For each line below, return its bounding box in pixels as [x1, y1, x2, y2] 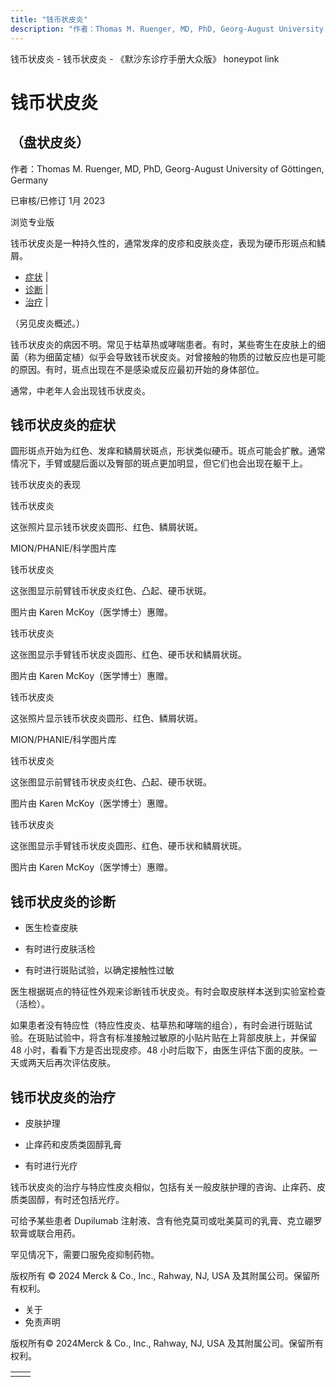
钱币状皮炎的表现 [10, 479, 81, 491]
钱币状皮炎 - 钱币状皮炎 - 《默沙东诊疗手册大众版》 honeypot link [10, 52, 280, 65]
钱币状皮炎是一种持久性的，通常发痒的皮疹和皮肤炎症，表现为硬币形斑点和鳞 [10, 237, 326, 249]
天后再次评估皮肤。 [36, 1057, 116, 1069]
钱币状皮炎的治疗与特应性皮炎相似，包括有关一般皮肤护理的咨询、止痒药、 [10, 1181, 317, 1193]
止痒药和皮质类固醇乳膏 [24, 1138, 122, 1150]
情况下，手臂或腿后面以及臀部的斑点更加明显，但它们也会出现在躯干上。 [10, 457, 308, 470]
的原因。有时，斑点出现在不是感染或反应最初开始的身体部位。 [10, 363, 265, 375]
